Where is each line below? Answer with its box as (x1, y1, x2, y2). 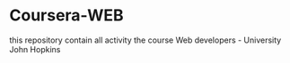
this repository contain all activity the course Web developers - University (9, 35, 282, 45)
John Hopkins (9, 43, 61, 54)
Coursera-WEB (9, 5, 124, 26)
